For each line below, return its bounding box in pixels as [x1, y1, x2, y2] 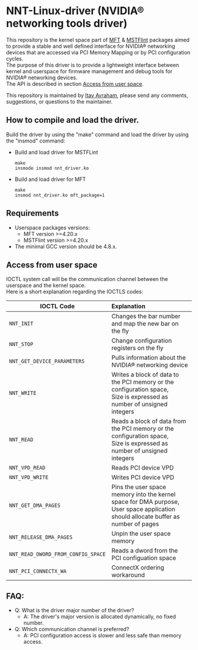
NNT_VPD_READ [9, 464, 46, 471]
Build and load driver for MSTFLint [14, 148, 98, 156]
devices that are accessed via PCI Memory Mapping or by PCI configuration [6, 48, 190, 56]
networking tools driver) [6, 17, 128, 30]
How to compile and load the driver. [6, 115, 140, 125]
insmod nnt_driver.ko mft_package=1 [14, 192, 105, 198]
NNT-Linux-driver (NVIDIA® [6, 4, 144, 18]
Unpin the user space [111, 529, 171, 538]
